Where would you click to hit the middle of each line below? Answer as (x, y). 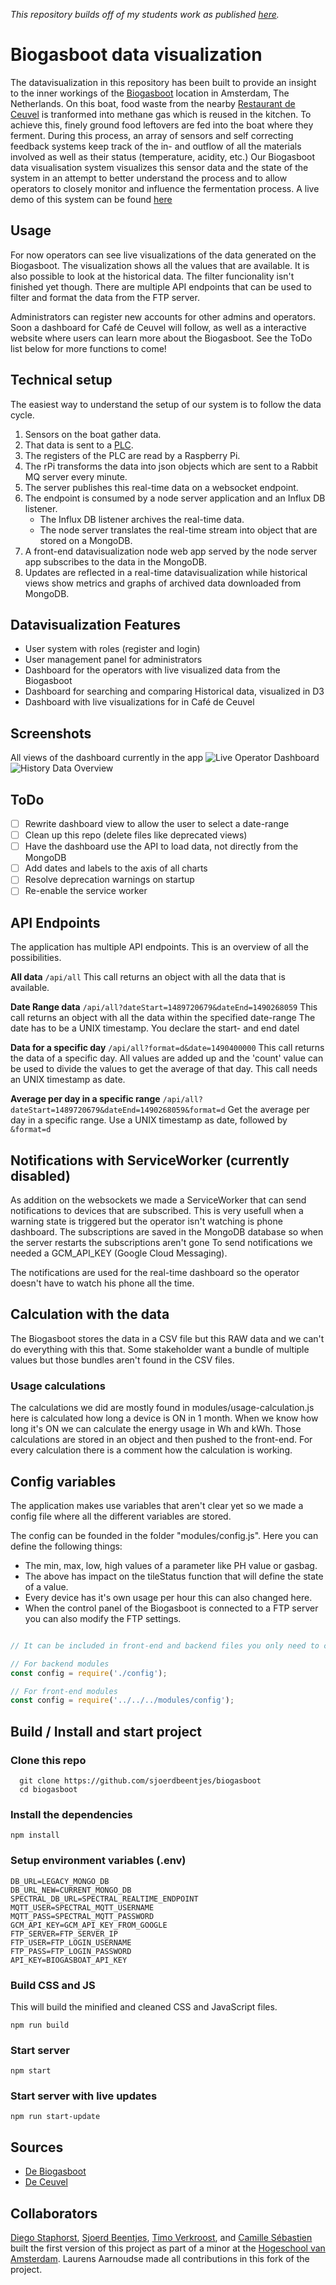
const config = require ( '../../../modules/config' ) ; (122, 1700)
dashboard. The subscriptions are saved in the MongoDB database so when (167, 1232)
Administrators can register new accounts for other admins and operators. (163, 316)
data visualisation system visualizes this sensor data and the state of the (159, 167)
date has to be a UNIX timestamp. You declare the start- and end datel (155, 1028)
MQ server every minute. (76, 476)
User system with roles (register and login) (112, 649)
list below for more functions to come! (88, 348)
